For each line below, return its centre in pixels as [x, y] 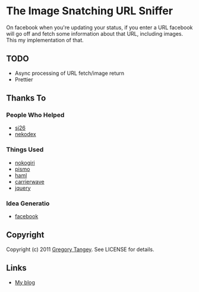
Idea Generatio [28, 203]
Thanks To [26, 98]
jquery [23, 188]
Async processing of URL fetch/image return [70, 73]
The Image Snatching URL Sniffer [90, 11]
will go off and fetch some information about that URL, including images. [94, 33]
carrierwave [29, 181]
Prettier [24, 79]
